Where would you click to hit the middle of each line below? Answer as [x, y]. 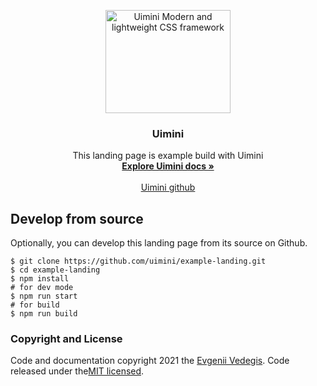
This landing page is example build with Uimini [168, 156]
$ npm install [40, 279]
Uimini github [168, 187]
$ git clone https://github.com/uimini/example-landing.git [138, 261]
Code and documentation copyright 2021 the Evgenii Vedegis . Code [150, 361]
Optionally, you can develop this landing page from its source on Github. [159, 243]
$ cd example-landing [55, 270]
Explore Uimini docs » [168, 166]
